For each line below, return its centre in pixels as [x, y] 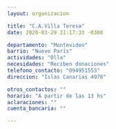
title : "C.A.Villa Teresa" [46, 26]
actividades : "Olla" [37, 58]
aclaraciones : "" [32, 102]
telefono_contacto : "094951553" [54, 70]
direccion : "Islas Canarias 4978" [57, 77]
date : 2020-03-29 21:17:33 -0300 [55, 32]
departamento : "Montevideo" [48, 45]
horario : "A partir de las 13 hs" [57, 96]
